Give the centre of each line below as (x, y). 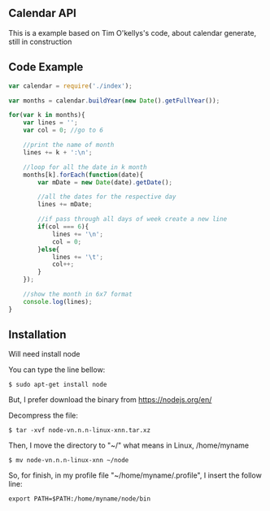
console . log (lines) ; (58, 301)
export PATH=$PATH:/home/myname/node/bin (80, 499)
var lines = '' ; (51, 123)
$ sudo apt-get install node (58, 385)
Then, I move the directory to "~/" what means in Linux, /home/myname (129, 445)
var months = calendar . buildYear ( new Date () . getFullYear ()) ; (114, 101)
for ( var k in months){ (47, 115)
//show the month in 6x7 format (78, 294)
